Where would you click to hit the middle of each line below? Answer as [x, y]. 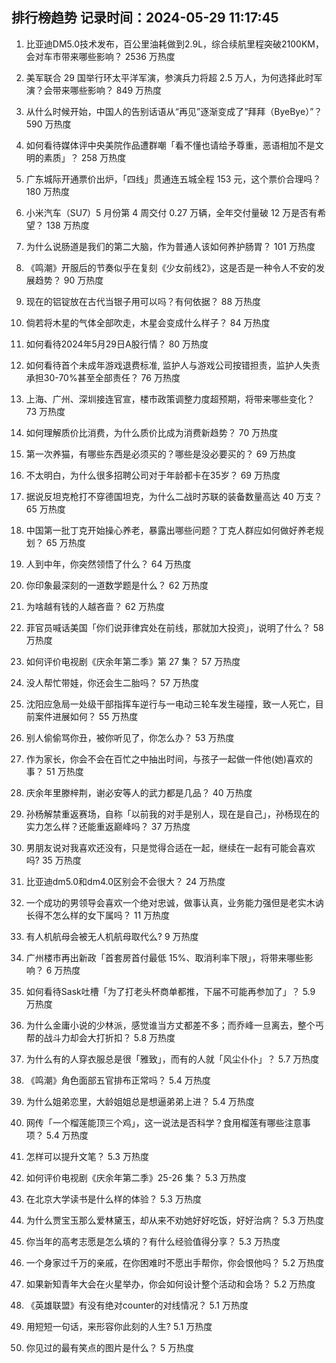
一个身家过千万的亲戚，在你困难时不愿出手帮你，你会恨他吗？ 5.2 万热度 [175, 1262]
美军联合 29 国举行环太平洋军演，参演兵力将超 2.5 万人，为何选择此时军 [174, 77]
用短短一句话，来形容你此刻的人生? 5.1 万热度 [119, 1326]
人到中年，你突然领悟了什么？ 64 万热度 [108, 564]
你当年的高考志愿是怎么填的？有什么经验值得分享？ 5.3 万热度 [153, 1241]
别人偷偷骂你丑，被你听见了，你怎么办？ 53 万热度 [130, 737]
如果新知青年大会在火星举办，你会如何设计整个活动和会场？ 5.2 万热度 [170, 1284]
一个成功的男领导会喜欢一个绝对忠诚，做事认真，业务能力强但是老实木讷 [174, 902]
